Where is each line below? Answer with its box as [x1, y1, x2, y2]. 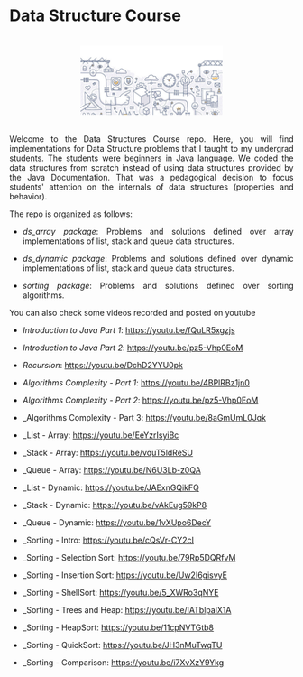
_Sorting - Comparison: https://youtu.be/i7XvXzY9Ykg [22, 656, 225, 668]
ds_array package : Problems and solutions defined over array [22, 226, 294, 236]
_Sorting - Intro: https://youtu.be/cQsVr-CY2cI [22, 534, 194, 545]
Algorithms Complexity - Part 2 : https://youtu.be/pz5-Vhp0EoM [22, 394, 259, 405]
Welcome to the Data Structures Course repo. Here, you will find [9, 133, 294, 144]
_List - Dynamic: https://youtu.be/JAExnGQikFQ [22, 482, 200, 493]
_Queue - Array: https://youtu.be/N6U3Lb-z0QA [22, 464, 201, 475]
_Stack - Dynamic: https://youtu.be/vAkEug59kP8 [22, 499, 207, 510]
